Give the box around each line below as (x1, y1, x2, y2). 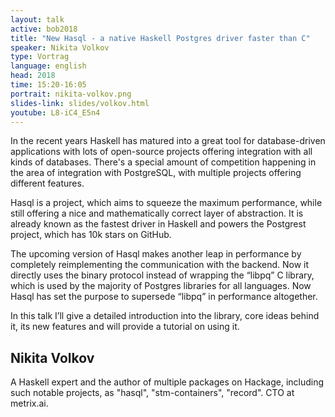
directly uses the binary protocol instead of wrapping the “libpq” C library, (10, 269, 315, 281)
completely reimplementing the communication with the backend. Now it (10, 259, 310, 271)
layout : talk (10, 14, 65, 25)
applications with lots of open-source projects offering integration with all (10, 146, 313, 158)
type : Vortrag (10, 52, 70, 62)
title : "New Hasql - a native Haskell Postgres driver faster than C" (10, 33, 311, 43)
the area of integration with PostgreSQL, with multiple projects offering (10, 167, 302, 179)
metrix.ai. (10, 397, 49, 410)
